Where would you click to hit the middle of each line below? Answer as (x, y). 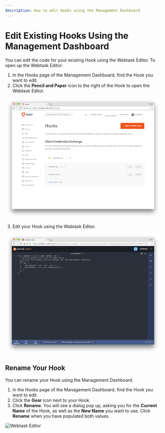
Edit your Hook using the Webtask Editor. (54, 226)
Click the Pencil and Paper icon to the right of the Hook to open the (81, 85)
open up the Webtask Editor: (34, 65)
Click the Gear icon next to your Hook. (51, 400)
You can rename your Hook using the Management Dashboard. (69, 380)
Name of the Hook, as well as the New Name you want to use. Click (81, 411)
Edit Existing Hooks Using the (67, 36)
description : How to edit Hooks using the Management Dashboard (73, 10)
